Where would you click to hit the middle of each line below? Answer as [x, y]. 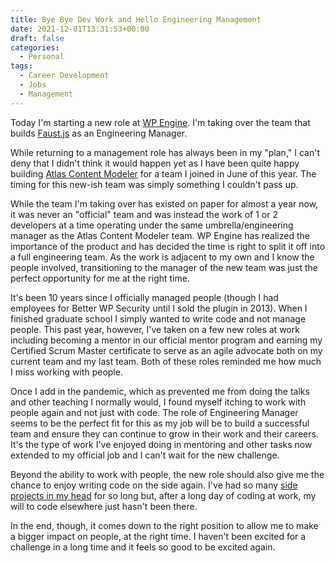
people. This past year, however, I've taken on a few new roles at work [155, 329]
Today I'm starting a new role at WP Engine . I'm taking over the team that [160, 122]
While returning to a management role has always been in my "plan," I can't [165, 152]
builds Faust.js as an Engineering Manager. [99, 133]
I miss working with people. [66, 372]
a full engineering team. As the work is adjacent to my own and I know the [162, 257]
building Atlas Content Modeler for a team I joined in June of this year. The [163, 173]
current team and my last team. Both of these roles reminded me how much [166, 361]
